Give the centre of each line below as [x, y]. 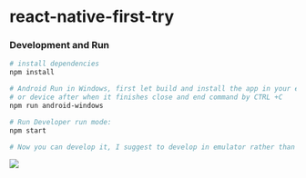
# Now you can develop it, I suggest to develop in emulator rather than [153, 147]
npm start [28, 130]
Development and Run [60, 45]
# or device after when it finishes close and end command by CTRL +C [146, 97]
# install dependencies [55, 64]
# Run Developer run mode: [61, 122]
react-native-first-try [92, 17]
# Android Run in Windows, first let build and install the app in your [150, 89]
